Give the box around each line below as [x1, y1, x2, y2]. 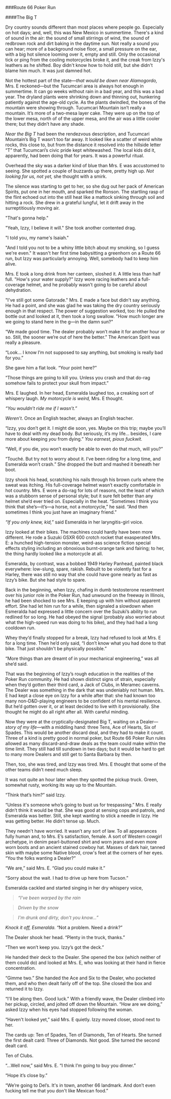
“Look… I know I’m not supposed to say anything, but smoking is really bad [5, 350, 163, 355]
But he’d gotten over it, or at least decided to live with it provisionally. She [5, 703, 160, 709]
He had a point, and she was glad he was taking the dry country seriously [5, 303, 160, 308]
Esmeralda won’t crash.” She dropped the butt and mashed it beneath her [5, 461, 160, 467]
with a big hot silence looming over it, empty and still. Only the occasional [5, 51, 160, 57]
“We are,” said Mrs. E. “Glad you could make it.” [5, 865, 106, 871]
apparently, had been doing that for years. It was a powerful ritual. [5, 153, 144, 158]
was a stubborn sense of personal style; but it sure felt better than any [5, 493, 153, 499]
